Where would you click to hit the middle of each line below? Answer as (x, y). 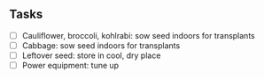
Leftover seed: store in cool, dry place (91, 55)
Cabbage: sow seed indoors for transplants (101, 45)
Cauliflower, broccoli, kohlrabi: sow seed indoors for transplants (138, 35)
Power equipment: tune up (70, 65)
